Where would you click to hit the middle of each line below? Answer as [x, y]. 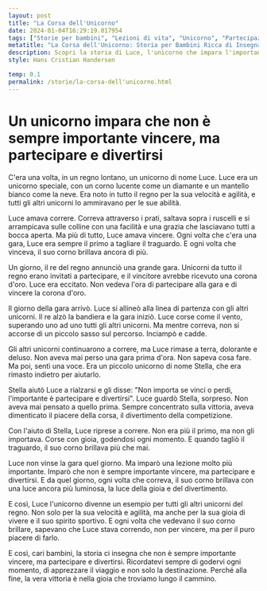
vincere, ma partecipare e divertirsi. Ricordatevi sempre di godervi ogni [125, 562]
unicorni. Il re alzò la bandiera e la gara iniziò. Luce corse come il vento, [126, 316]
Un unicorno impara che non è [110, 121]
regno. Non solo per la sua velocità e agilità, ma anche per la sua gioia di [127, 512]
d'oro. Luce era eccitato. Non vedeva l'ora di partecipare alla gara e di [123, 284]
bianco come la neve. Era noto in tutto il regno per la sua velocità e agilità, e [132, 194]
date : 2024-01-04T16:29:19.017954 [66, 30]
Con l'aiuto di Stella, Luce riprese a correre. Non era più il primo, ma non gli [131, 430]
